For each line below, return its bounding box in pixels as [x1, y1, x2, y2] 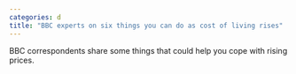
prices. [9, 55, 35, 65]
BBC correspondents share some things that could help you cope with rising [9, 45, 288, 55]
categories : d [9, 12, 62, 22]
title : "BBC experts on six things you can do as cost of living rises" [9, 21, 284, 30]
